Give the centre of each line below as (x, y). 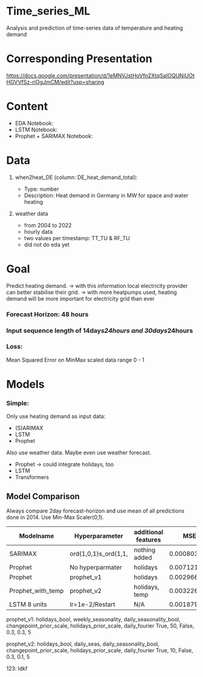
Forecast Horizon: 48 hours (47, 314)
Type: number (41, 189)
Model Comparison (43, 496)
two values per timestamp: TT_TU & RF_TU (77, 238)
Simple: (18, 403)
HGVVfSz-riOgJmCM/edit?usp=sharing (55, 82)
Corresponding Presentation (79, 59)
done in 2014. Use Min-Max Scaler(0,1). (55, 517)
